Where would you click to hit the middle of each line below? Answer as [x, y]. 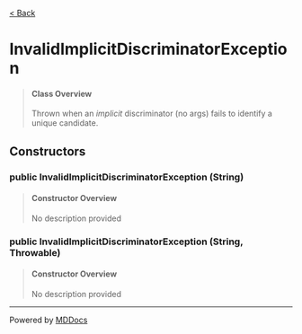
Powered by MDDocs [49, 320]
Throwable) [35, 252]
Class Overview [62, 93]
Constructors [48, 151]
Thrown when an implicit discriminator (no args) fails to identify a [151, 114]
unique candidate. [65, 123]
